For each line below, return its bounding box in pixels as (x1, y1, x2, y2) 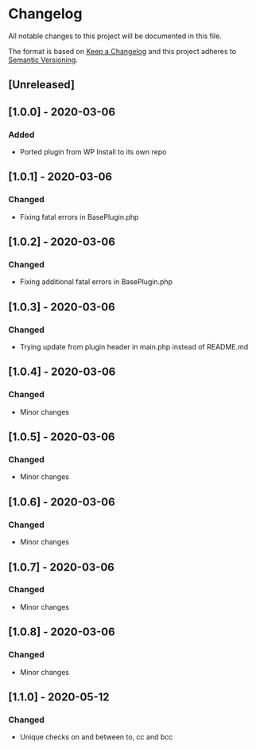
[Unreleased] (8, 78, 76, 92)
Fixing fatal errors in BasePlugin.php (19, 212, 139, 221)
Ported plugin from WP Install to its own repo (19, 147, 167, 157)
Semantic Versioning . (8, 55, 78, 64)
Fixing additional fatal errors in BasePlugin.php (19, 277, 173, 287)
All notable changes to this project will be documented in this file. (8, 31, 223, 41)
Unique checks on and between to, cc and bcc (19, 732, 173, 742)
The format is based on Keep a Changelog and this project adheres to (8, 46, 237, 56)
